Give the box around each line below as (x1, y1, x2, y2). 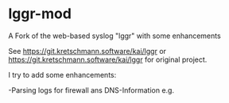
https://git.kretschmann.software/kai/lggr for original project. (8, 55, 208, 64)
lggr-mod (8, 5, 72, 23)
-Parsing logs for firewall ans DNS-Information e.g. (8, 85, 175, 95)
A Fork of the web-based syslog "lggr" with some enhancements (8, 31, 221, 40)
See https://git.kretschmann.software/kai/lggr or (8, 46, 167, 55)
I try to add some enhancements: (8, 70, 117, 79)
